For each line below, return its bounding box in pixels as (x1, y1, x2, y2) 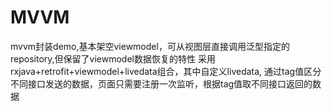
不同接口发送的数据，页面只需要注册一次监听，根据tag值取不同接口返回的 (10, 77, 313, 90)
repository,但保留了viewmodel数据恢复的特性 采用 (10, 52, 216, 65)
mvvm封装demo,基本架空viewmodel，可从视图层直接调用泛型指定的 (10, 40, 290, 52)
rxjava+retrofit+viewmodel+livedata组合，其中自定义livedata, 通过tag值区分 (10, 65, 322, 77)
